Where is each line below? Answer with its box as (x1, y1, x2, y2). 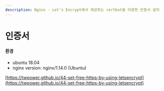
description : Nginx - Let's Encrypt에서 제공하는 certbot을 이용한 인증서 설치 (5, 7, 160, 12)
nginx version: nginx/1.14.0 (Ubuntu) (12, 65, 86, 71)
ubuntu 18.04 (12, 59, 40, 65)
